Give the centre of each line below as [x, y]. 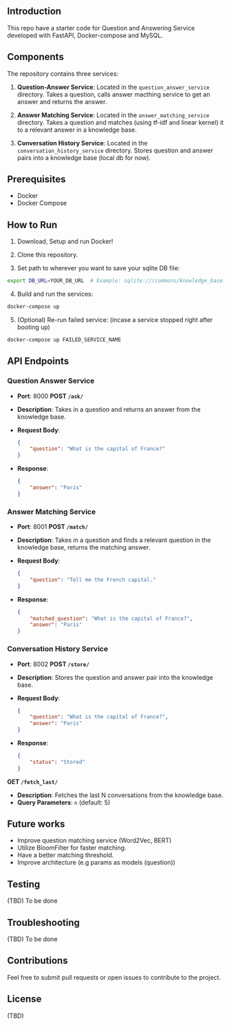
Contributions [37, 961]
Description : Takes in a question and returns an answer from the [109, 409]
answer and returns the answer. [62, 101]
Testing [24, 884]
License [24, 999]
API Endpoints [38, 361]
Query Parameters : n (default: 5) [64, 802]
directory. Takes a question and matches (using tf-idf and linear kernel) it [120, 122]
